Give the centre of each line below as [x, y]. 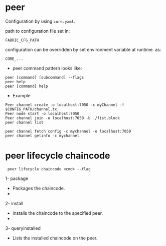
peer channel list [24, 122]
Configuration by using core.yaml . [40, 21]
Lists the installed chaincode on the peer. [55, 238]
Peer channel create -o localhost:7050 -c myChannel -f [65, 105]
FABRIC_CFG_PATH [22, 40]
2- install [14, 203]
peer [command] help [27, 86]
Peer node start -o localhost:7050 [42, 113]
